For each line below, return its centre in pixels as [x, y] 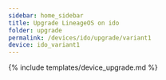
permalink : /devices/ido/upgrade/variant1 [80, 38]
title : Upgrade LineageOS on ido [64, 23]
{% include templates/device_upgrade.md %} [83, 67]
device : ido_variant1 [44, 45]
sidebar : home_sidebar [46, 15]
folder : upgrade [35, 30]
